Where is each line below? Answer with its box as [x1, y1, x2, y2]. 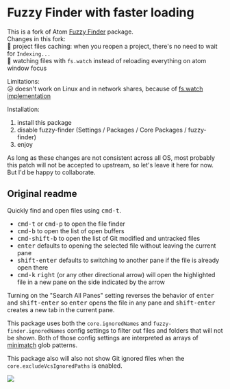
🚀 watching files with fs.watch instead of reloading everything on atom [7, 56, 207, 64]
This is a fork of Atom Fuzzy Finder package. [7, 27, 133, 36]
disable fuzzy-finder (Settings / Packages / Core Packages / [16, 126, 187, 134]
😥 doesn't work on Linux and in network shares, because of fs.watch [7, 84, 203, 93]
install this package [16, 118, 72, 126]
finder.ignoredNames [7, 327, 66, 334]
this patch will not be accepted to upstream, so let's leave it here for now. [7, 161, 214, 169]
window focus [7, 64, 47, 72]
